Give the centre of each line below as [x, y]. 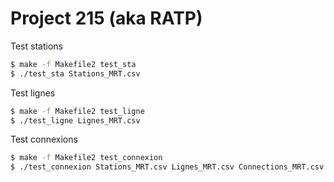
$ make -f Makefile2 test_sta [73, 64]
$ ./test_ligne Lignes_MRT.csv [75, 120]
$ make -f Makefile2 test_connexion [86, 158]
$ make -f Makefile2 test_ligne [77, 111]
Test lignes [33, 93]
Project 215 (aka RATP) [106, 18]
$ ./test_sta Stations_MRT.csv [75, 73]
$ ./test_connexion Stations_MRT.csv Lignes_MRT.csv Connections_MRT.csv [167, 167]
